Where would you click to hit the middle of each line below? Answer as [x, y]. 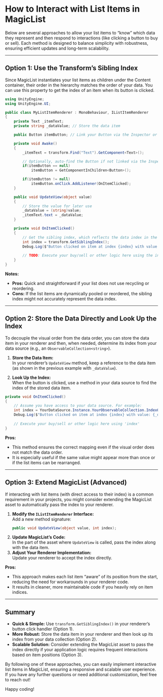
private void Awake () [35, 143]
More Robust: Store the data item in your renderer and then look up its [82, 634]
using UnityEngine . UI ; [28, 104]
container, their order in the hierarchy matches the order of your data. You [79, 85]
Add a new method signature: [41, 519]
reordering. [23, 288]
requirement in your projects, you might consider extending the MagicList [78, 499]
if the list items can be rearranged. [46, 463]
